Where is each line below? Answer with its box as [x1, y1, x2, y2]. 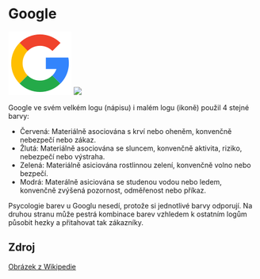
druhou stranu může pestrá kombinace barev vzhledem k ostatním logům [8, 209, 247, 219]
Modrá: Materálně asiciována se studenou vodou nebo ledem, [19, 177, 222, 186]
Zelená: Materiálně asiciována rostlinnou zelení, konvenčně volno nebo [19, 160, 251, 170]
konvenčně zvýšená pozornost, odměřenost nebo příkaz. [19, 185, 207, 195]
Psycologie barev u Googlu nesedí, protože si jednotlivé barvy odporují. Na [8, 201, 253, 210]
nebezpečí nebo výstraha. [19, 151, 105, 161]
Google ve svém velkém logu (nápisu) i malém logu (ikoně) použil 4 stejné [8, 102, 250, 112]
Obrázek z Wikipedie [8, 262, 77, 271]
